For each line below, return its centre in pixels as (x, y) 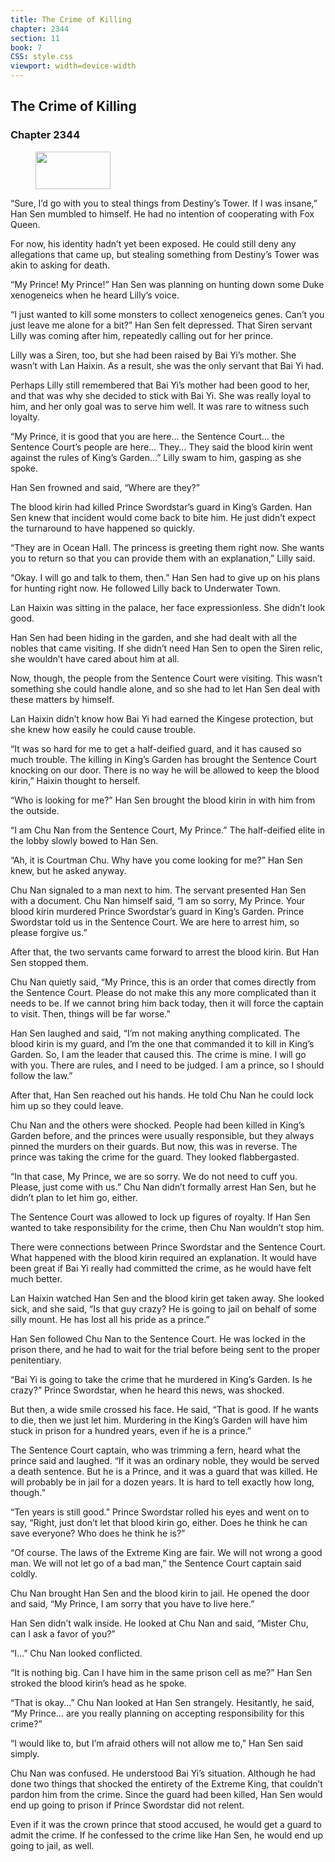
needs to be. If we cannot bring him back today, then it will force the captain (167, 1003)
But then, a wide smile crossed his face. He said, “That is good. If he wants (164, 1409)
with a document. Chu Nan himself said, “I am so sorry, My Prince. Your (158, 900)
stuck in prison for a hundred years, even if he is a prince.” (131, 1430)
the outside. (35, 810)
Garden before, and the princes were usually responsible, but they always (162, 1135)
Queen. (25, 224)
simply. (25, 1753)
